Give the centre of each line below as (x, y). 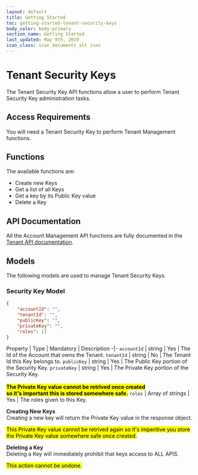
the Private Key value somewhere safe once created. (72, 436)
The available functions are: (41, 172)
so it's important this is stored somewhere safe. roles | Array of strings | (98, 393)
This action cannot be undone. (44, 466)
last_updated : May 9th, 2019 (43, 40)
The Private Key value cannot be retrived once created (76, 387)
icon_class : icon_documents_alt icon (54, 46)
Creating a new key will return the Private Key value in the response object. (99, 418)
